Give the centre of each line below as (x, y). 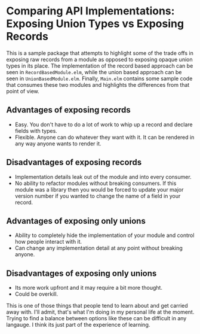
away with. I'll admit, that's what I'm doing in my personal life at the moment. (100, 312)
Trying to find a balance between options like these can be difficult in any (96, 318)
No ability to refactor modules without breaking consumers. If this (96, 183)
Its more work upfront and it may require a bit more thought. (89, 288)
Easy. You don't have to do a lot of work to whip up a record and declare (104, 125)
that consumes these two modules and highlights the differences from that (98, 84)
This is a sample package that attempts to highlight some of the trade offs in (100, 53)
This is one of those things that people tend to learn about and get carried (97, 306)
